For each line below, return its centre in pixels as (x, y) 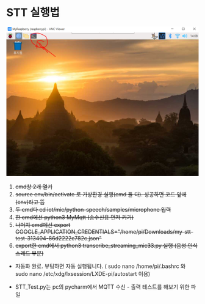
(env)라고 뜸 (30, 202)
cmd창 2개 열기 (34, 187)
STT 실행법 (33, 13)
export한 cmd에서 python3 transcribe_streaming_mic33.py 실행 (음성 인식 (106, 245)
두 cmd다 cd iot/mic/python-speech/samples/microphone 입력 (93, 209)
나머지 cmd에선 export (43, 224)
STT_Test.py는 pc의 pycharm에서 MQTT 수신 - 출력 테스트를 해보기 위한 (103, 287)
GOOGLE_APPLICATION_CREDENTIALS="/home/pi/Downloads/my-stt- (104, 232)
